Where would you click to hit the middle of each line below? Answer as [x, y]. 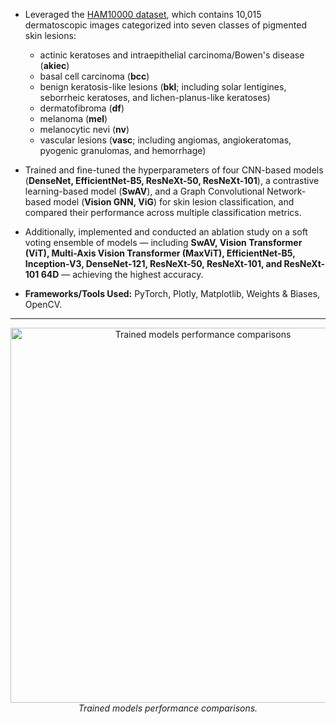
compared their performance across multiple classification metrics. [163, 212]
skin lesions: [50, 35]
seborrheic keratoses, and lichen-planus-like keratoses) [155, 97]
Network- [286, 191]
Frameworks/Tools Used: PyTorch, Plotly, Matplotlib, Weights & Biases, [172, 293]
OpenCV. [43, 304]
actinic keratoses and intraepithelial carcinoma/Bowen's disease [172, 55]
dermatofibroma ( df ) [82, 108]
